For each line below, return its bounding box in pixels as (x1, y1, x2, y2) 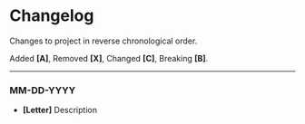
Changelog (9, 5, 94, 26)
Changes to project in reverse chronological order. (9, 35, 198, 46)
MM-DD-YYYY (9, 83, 76, 96)
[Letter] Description (22, 105, 98, 116)
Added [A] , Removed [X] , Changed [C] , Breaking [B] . (9, 52, 209, 63)
